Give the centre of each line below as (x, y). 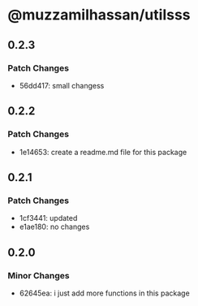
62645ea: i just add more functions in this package (104, 293)
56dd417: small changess (62, 85)
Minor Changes (39, 275)
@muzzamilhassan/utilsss (99, 15)
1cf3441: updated (48, 218)
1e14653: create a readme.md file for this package (103, 152)
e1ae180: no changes (54, 227)
